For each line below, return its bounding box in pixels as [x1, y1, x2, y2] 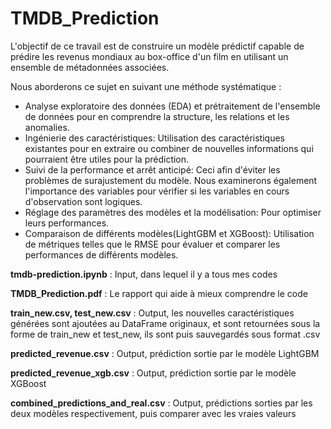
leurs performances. [24, 217, 110, 229]
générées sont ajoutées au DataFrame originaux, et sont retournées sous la [10, 317, 321, 329]
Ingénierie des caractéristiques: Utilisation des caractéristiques [24, 132, 285, 144]
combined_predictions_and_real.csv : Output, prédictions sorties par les [10, 397, 313, 409]
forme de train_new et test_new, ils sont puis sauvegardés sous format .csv [10, 328, 321, 340]
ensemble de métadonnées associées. [10, 61, 170, 73]
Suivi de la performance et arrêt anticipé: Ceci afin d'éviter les [24, 163, 281, 176]
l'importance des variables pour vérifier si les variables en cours [24, 185, 290, 197]
